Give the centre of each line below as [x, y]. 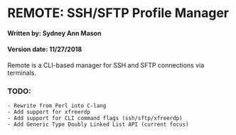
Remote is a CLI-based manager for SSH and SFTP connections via [106, 65]
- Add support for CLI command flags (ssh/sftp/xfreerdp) [95, 119]
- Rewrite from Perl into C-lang [57, 106]
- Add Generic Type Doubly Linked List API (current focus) [98, 125]
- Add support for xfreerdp [49, 112]
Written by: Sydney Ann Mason [54, 33]
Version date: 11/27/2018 [45, 49]
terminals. [22, 72]
